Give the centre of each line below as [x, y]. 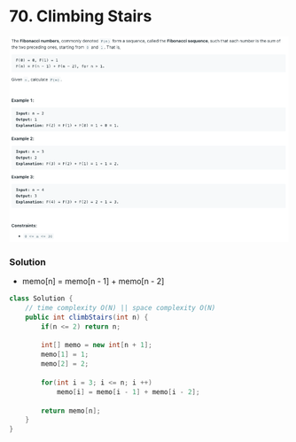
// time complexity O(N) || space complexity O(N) [121, 307]
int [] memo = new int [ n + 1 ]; [97, 345]
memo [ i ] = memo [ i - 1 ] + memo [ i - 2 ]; [128, 392]
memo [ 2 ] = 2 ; [65, 364]
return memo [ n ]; [71, 411]
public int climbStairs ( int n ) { [87, 317]
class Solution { [41, 299]
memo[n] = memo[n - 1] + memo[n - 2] [93, 282]
